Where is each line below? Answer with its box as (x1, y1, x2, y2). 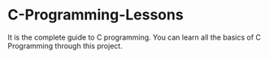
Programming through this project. (7, 40, 123, 50)
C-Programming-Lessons (7, 6, 184, 24)
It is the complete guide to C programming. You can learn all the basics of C (7, 32, 262, 42)
